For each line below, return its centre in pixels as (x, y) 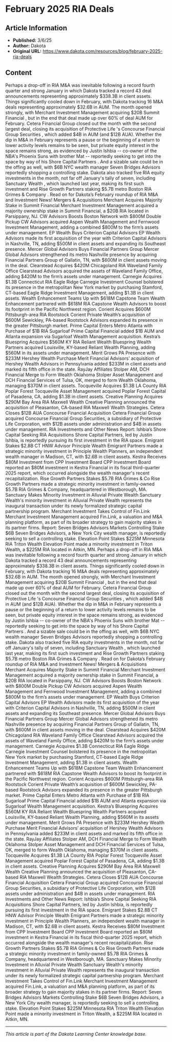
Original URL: (27, 51)
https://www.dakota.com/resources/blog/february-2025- (103, 51)
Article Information (36, 28)
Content (19, 73)
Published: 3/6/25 (32, 40)
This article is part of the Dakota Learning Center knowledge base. (76, 1034)
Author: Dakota (29, 46)
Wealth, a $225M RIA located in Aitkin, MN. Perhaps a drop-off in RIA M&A (84, 549)
